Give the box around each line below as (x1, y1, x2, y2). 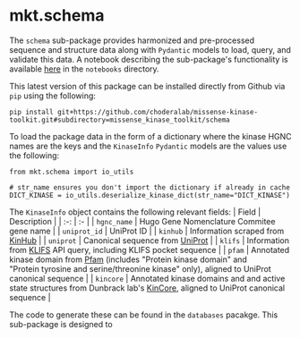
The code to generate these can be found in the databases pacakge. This (9, 309, 279, 320)
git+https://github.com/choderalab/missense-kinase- (56, 107, 258, 116)
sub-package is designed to (9, 318, 114, 329)
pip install (9, 107, 54, 116)
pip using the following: (9, 90, 97, 101)
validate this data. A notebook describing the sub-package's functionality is (9, 54, 288, 64)
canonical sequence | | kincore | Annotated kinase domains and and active (9, 273, 286, 283)
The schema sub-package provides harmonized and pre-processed (9, 35, 255, 46)
